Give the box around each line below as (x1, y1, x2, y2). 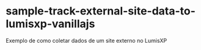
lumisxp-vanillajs (5, 17, 95, 31)
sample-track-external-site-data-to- (5, 4, 196, 18)
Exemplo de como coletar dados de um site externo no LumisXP (5, 37, 167, 44)
